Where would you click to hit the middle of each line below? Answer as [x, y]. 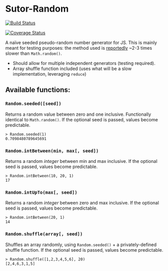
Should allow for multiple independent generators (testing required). [84, 63]
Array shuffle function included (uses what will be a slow [72, 69]
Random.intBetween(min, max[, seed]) [52, 151]
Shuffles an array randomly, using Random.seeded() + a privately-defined [81, 245]
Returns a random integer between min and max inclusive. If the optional [81, 161]
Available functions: [38, 90]
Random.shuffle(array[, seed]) [44, 234]
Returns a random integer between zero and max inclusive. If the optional [82, 203]
